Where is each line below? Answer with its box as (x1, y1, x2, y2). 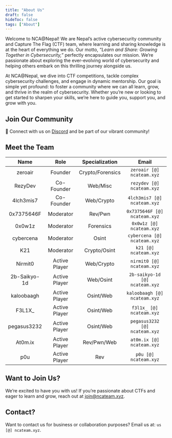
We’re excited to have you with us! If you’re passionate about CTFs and (5, 387, 155, 394)
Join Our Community (5, 114, 73, 123)
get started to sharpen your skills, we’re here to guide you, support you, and (5, 95, 165, 101)
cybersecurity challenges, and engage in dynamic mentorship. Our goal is (5, 78, 161, 84)
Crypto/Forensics (79, 169, 121, 176)
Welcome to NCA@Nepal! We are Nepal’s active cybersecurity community (5, 36, 162, 42)
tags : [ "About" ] (5, 21, 40, 27)
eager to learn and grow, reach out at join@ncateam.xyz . (5, 393, 125, 399)
